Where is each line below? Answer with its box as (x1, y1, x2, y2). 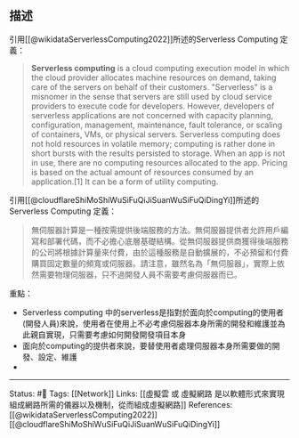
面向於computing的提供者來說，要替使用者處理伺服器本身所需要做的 (21, 340, 273, 351)
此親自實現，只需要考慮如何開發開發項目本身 (21, 328, 187, 340)
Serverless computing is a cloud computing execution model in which (30, 62, 290, 73)
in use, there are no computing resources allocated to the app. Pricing (30, 157, 287, 167)
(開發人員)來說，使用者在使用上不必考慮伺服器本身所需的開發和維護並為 (21, 318, 287, 328)
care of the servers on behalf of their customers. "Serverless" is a (30, 81, 273, 92)
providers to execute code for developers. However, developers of (30, 101, 275, 111)
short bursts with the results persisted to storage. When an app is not (30, 148, 286, 158)
